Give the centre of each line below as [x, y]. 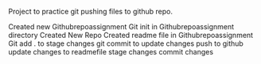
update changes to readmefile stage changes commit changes [111, 52]
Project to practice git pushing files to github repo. [91, 11]
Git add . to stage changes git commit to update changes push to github [126, 43]
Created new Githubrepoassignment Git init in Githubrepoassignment [121, 26]
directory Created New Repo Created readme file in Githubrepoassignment [130, 35]
